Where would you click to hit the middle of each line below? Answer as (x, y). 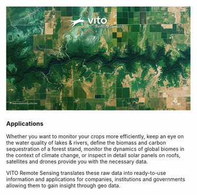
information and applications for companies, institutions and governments (96, 179)
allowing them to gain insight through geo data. (63, 186)
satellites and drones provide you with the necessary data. (77, 162)
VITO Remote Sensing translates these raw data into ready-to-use (86, 173)
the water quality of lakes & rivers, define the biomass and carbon (86, 143)
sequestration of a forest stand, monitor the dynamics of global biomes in (95, 149)
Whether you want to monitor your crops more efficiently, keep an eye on (95, 136)
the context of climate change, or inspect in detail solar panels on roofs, (93, 155)
